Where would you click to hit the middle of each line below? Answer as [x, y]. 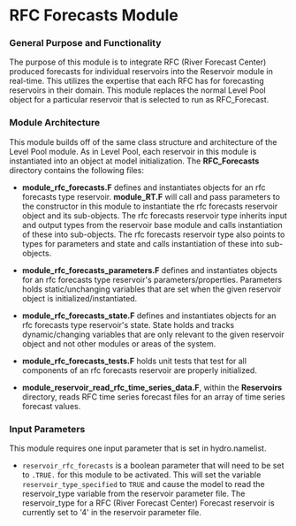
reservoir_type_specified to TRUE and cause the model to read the [143, 484]
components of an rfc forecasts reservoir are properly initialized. [140, 370]
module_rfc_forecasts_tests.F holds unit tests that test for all [134, 361]
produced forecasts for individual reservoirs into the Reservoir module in [141, 72]
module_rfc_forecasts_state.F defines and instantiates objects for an [149, 316]
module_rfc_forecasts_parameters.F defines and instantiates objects [150, 270]
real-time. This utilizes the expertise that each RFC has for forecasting [137, 81]
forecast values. [51, 406]
